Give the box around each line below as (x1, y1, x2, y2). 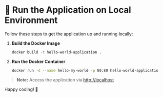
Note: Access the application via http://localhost (16, 77, 114, 82)
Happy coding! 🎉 (4, 86, 39, 92)
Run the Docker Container (11, 58, 65, 64)
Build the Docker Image (11, 40, 61, 46)
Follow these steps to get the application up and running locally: (4, 31, 133, 37)
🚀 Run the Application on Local (4, 4, 131, 16)
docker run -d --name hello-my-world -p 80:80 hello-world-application (11, 68, 161, 73)
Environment (4, 15, 58, 26)
